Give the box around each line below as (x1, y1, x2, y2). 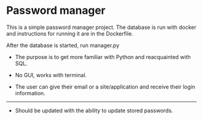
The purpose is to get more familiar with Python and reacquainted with (14, 53, 192, 60)
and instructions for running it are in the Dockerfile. (6, 30, 134, 37)
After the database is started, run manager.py (6, 42, 120, 49)
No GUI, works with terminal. (14, 71, 87, 78)
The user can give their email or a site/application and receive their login (14, 83, 195, 90)
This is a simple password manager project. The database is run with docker (6, 24, 196, 31)
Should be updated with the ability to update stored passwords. (14, 107, 173, 114)
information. (14, 89, 45, 96)
